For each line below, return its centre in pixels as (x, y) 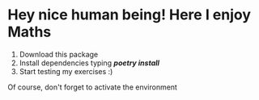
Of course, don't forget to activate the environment (92, 87)
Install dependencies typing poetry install (89, 63)
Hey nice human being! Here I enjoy (129, 15)
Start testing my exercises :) (66, 71)
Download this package (59, 54)
